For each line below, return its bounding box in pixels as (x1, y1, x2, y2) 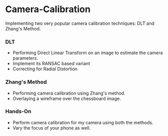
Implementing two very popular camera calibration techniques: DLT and (5, 20, 155, 26)
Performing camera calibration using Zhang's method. (12, 90, 125, 96)
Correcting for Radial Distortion (12, 66, 78, 72)
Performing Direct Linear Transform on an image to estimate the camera (12, 50, 163, 56)
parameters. (12, 55, 38, 61)
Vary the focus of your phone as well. (12, 125, 91, 131)
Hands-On (5, 108, 31, 115)
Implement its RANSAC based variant (12, 61, 90, 67)
